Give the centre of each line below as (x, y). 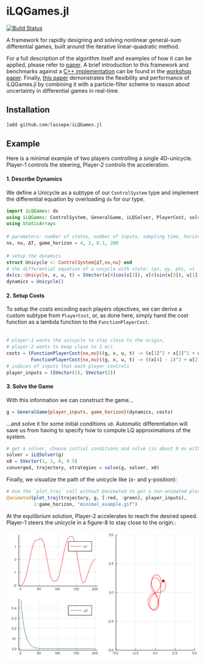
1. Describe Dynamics (34, 179)
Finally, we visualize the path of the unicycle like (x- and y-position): (92, 480)
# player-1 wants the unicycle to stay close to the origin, (86, 341)
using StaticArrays (31, 224)
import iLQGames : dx (33, 211)
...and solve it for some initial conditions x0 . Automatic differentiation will (97, 424)
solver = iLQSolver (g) (35, 455)
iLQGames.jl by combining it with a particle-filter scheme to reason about (98, 84)
